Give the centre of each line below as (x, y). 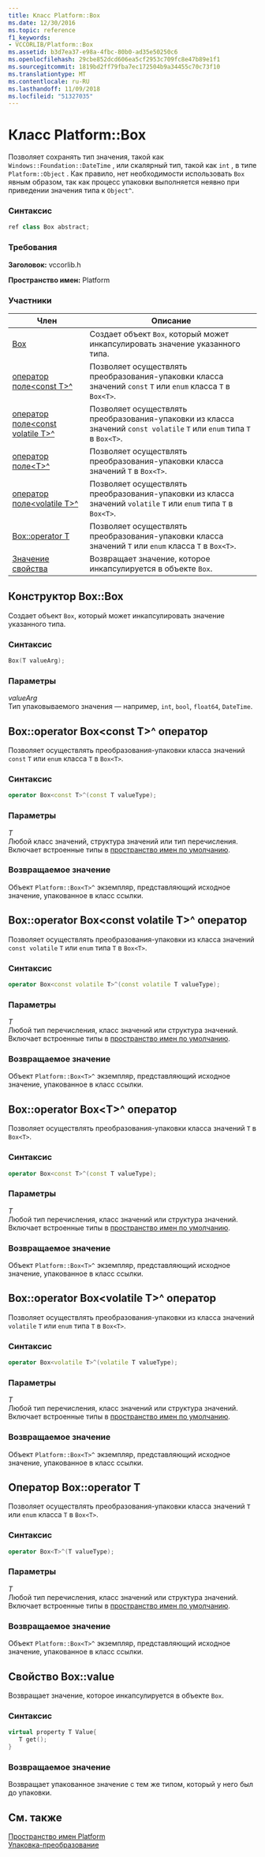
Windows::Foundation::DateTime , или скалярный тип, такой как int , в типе (132, 166)
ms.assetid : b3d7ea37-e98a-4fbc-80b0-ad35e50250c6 (93, 52)
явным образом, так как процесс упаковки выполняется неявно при (124, 182)
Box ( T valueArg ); (37, 661)
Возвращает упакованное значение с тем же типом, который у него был (131, 1784)
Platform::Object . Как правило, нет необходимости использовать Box (127, 173)
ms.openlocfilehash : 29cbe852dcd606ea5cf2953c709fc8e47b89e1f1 (114, 60)
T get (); (33, 1740)
